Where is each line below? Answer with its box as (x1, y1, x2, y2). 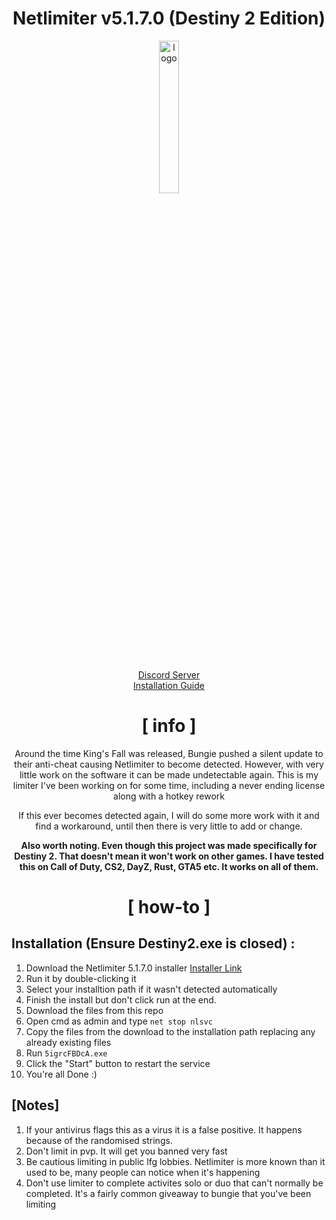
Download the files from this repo (25, 1004, 164, 1016)
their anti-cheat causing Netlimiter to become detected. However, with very (14, 758, 324, 770)
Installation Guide (133, 679, 205, 691)
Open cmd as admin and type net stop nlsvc (25, 1015, 213, 1027)
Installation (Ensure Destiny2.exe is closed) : (11, 935, 296, 952)
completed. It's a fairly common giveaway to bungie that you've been (25, 1187, 312, 1199)
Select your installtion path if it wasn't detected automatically (25, 983, 278, 995)
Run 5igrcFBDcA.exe (25, 1047, 108, 1059)
